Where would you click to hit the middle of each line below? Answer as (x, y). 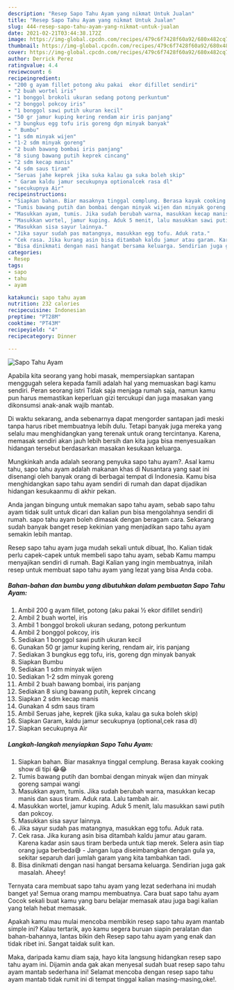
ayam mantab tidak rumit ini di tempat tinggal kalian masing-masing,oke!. (112, 980)
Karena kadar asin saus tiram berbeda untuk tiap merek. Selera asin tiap (121, 843)
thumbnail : (24, 46)
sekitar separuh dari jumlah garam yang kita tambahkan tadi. (105, 858)
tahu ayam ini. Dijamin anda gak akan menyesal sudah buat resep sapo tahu (116, 965)
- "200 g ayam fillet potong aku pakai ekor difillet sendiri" (103, 85)
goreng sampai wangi (49, 784)
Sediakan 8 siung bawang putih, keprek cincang (87, 691)
